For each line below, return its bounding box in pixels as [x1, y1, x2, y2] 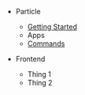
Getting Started [27, 22, 77, 31]
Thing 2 [27, 78, 53, 87]
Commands [27, 39, 65, 48]
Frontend [15, 55, 46, 63]
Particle [15, 7, 41, 16]
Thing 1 [27, 70, 51, 78]
